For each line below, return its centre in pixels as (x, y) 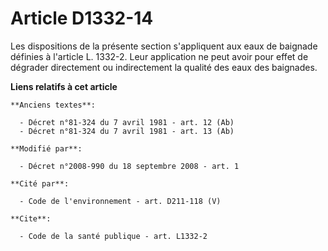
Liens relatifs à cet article (64, 86)
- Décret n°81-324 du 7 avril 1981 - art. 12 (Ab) (127, 122)
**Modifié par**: (46, 148)
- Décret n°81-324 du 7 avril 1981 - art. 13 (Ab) (127, 131)
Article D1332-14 (82, 18)
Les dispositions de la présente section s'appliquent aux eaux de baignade (164, 46)
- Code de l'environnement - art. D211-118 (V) (120, 201)
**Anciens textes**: (53, 105)
